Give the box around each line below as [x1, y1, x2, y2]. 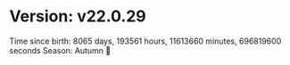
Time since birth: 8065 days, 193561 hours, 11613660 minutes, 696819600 [9, 36, 282, 46]
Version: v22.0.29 [9, 6, 146, 27]
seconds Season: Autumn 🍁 [9, 45, 112, 55]
